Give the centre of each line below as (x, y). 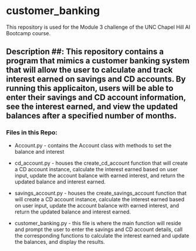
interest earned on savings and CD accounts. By (96, 79)
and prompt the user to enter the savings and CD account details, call (99, 229)
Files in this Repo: (32, 133)
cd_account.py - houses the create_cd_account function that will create (101, 163)
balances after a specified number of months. (92, 116)
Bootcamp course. (28, 33)
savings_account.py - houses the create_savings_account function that (100, 193)
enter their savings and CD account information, (96, 98)
